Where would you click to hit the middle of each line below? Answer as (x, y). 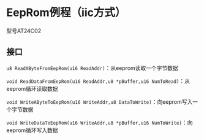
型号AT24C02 (24, 31)
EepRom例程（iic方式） (66, 13)
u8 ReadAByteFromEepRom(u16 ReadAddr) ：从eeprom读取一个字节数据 (93, 68)
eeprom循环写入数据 (32, 130)
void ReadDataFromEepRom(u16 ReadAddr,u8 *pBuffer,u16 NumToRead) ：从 (98, 81)
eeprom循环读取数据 (32, 88)
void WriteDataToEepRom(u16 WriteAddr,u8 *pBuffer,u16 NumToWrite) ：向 (100, 122)
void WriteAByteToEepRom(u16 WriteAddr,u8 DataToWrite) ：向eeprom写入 (100, 101)
